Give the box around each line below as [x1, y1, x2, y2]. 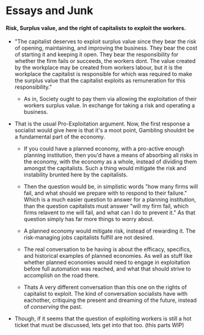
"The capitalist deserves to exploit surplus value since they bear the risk [14, 38, 197, 45]
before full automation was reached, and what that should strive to [23, 265, 191, 273]
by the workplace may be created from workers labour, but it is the [14, 64, 183, 71]
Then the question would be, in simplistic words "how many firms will [23, 183, 199, 190]
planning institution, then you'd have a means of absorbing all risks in [23, 151, 199, 159]
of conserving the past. [23, 303, 83, 311]
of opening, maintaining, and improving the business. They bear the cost [14, 44, 198, 52]
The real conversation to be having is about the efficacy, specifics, [23, 246, 192, 253]
